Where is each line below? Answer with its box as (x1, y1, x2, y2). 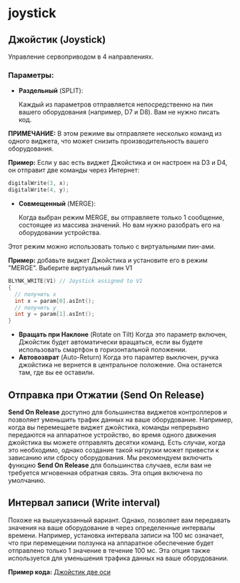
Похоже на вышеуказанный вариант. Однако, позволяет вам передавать (8, 516, 231, 524)
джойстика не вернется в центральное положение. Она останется (18, 361, 222, 369)
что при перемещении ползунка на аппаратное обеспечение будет (8, 538, 214, 547)
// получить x (14, 291, 56, 298)
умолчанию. (8, 476, 46, 484)
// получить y (14, 304, 56, 312)
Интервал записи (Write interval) (8, 497, 161, 509)
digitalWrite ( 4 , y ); (8, 186, 70, 194)
